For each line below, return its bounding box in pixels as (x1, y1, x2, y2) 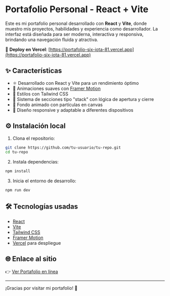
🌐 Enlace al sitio (5, 255, 57, 264)
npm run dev (5, 188, 30, 193)
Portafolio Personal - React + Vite (5, 4, 149, 15)
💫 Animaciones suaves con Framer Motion (12, 85, 101, 91)
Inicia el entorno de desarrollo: (12, 178, 77, 184)
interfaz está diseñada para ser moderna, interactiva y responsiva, (5, 31, 144, 37)
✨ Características (5, 67, 62, 75)
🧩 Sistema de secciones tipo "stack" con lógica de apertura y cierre (12, 96, 154, 102)
